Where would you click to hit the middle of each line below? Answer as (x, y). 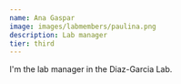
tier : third (32, 43)
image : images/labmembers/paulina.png (83, 26)
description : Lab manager (58, 35)
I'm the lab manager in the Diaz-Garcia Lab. (91, 69)
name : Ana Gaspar (42, 18)
